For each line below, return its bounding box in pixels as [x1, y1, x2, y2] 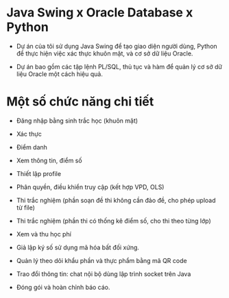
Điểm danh [16, 142, 47, 151]
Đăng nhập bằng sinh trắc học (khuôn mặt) [16, 116, 138, 125]
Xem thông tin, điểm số [16, 156, 83, 164]
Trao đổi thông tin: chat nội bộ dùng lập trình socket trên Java [16, 269, 191, 278]
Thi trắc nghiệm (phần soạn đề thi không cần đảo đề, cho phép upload [16, 196, 217, 204]
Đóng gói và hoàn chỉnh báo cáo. [16, 283, 110, 291]
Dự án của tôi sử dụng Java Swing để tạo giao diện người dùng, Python [16, 42, 217, 50]
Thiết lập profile [16, 169, 62, 177]
